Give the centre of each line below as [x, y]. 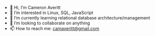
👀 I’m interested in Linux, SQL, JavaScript [52, 13]
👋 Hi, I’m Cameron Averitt [35, 8]
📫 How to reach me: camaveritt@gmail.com [54, 28]
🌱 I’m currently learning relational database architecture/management [80, 18]
